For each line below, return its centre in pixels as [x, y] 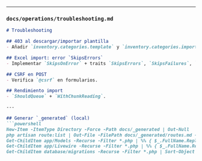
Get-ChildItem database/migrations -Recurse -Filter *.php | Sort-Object [101, 152]
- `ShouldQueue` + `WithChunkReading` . [56, 96]
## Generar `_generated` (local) [48, 118]
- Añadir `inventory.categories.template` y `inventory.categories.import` [103, 47]
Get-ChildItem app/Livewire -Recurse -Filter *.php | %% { [82, 146]
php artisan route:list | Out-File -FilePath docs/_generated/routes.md [99, 135]
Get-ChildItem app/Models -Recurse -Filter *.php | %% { [79, 140]
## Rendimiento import [35, 91]
